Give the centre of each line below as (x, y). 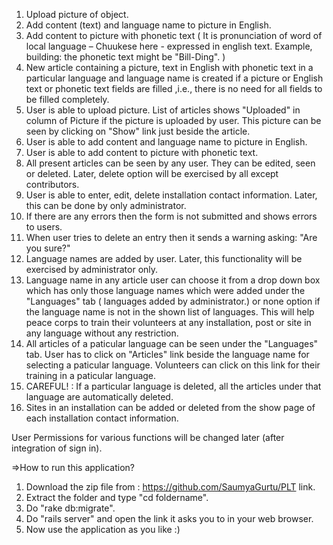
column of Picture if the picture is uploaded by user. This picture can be (173, 120)
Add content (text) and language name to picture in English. (148, 25)
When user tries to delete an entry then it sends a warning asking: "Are (171, 237)
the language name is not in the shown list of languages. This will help (170, 312)
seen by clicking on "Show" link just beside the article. (138, 131)
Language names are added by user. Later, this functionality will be (164, 258)
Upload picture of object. (77, 14)
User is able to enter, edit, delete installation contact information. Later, (171, 195)
